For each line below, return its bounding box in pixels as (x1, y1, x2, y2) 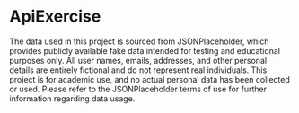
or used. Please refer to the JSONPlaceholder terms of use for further (9, 83, 268, 94)
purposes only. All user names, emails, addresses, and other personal (9, 55, 268, 65)
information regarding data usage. (9, 92, 136, 104)
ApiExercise (9, 6, 101, 27)
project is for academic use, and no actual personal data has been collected (9, 74, 290, 84)
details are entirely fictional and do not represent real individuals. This (9, 65, 268, 75)
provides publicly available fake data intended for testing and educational (9, 45, 281, 56)
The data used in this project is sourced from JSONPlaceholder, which (9, 36, 269, 47)
